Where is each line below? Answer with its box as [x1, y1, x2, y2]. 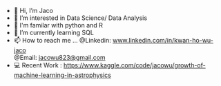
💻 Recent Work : [13, 61, 62, 69]
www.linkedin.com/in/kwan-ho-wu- [113, 36, 214, 44]
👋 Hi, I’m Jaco [13, 7, 54, 14]
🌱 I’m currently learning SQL [13, 28, 95, 36]
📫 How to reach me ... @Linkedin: [13, 36, 112, 44]
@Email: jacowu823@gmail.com [13, 54, 106, 61]
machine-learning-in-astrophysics [13, 71, 112, 79]
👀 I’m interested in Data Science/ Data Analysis [13, 14, 147, 22]
